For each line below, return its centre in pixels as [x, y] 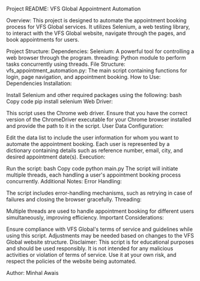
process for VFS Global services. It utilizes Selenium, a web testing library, [98, 27]
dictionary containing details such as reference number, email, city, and [95, 150]
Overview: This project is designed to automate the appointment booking [96, 20]
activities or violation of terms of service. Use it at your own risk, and [91, 255]
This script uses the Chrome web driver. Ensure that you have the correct [97, 113]
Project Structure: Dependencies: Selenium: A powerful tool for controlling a [100, 51]
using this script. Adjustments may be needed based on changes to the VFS [100, 235]
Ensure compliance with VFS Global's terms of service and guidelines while [100, 229]
